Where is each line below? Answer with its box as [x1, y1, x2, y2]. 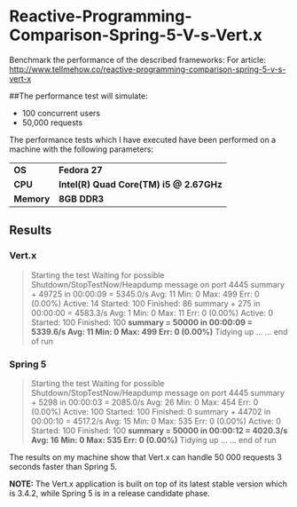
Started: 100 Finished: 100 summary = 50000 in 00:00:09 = [30, 317, 254, 328]
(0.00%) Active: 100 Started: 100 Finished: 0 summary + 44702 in [30, 406, 271, 416]
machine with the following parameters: [9, 144, 153, 154]
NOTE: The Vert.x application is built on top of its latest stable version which [9, 478, 288, 489]
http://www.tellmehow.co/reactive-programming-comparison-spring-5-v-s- [9, 64, 286, 75]
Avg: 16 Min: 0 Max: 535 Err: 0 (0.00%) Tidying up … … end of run [30, 434, 277, 445]
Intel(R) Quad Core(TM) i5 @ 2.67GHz [59, 178, 223, 190]
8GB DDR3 [59, 193, 105, 205]
